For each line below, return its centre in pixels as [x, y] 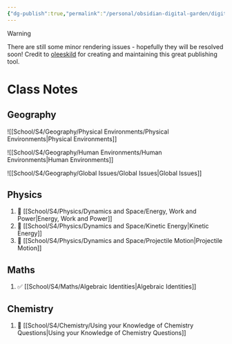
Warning [19, 33]
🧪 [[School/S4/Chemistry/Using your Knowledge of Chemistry [105, 325]
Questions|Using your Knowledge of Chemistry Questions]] [101, 333]
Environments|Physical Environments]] [62, 138]
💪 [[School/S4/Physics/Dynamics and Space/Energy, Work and [107, 211]
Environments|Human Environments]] [60, 159]
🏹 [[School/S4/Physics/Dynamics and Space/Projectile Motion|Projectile [120, 241]
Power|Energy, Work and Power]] [65, 219]
